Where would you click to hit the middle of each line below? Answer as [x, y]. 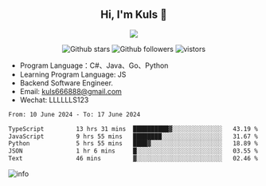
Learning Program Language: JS [73, 74]
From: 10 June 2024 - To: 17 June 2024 [74, 114]
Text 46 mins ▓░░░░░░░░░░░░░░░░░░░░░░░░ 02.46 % [133, 159]
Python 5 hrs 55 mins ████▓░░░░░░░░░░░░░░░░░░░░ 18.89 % [133, 144]
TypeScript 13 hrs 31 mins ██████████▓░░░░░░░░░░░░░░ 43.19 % [133, 129]
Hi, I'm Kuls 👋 [134, 15]
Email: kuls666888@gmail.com [70, 91]
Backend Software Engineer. [66, 83]
